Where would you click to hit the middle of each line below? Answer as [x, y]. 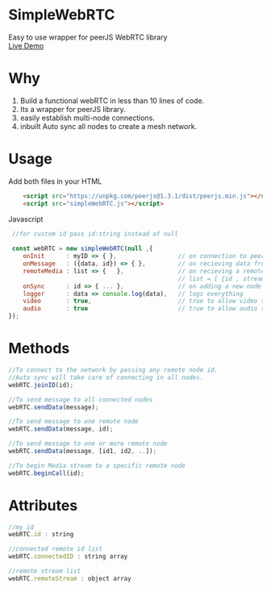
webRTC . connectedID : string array [68, 557]
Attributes [43, 505]
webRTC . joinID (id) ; [41, 385]
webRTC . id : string [41, 535]
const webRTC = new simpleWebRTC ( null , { [82, 249]
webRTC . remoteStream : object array [70, 578]
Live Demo [26, 45]
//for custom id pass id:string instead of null [95, 234]
